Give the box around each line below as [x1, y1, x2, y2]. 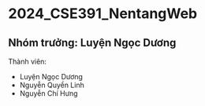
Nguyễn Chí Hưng [19, 89, 78, 98]
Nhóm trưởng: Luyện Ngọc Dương [8, 36, 177, 49]
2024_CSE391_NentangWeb [8, 5, 198, 23]
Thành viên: [8, 57, 47, 66]
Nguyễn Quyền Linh [19, 80, 84, 90]
